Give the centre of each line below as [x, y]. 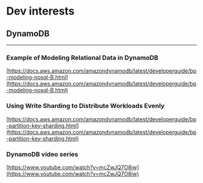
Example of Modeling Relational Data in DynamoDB [82, 58]
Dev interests [40, 11]
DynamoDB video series [42, 154]
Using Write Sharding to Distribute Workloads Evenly [85, 106]
